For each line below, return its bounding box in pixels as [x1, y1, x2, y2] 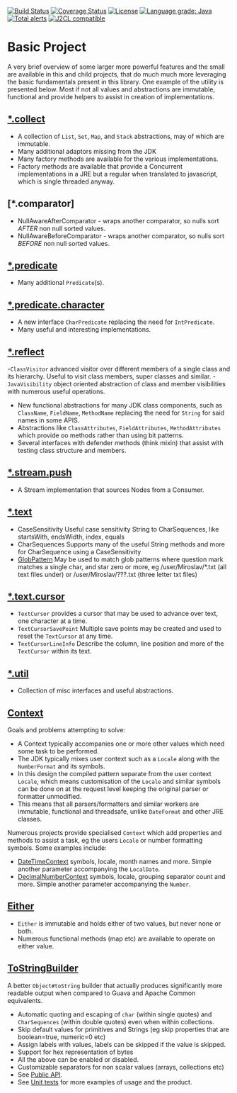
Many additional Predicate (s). [17, 279, 105, 287]
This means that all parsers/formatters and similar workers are [17, 800, 200, 808]
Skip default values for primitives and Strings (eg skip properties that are [17, 1025, 230, 1033]
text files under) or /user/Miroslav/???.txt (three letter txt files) [17, 570, 198, 578]
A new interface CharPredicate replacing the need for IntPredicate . [17, 318, 215, 326]
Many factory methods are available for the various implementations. [17, 155, 219, 163]
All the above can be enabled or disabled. [17, 1055, 139, 1063]
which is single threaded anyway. [17, 177, 115, 186]
